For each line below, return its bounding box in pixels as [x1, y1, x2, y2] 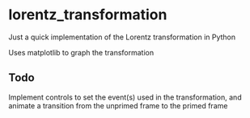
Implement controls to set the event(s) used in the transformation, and [8, 92, 242, 102]
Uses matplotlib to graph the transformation [8, 47, 155, 57]
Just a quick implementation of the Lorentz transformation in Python [8, 32, 236, 42]
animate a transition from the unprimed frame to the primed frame [8, 100, 228, 110]
